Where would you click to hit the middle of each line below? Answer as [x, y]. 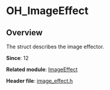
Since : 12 [17, 58]
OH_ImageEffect [47, 11]
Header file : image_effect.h [40, 81]
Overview [25, 33]
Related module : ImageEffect [42, 69]
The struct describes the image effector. [55, 46]
